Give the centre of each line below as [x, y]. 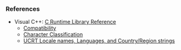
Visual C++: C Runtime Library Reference [65, 22]
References [23, 9]
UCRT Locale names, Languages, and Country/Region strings [99, 41]
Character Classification [53, 35]
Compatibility [40, 28]
